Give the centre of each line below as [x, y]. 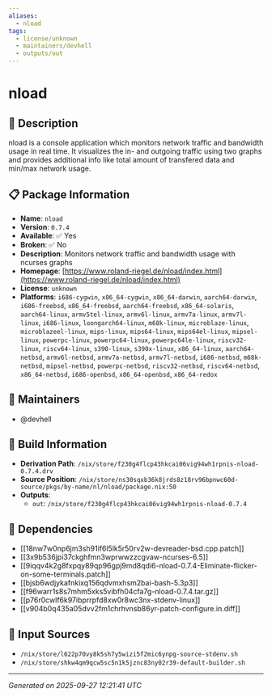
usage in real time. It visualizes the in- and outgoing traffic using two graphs [135, 151]
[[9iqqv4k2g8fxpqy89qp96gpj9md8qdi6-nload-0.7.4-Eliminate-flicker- [138, 566]
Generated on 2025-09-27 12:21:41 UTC [75, 686]
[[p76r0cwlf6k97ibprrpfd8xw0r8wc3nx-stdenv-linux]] [110, 600]
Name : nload [41, 218]
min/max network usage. [50, 168]
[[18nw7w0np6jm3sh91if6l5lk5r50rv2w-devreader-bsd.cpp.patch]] [132, 549]
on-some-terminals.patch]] [65, 574]
